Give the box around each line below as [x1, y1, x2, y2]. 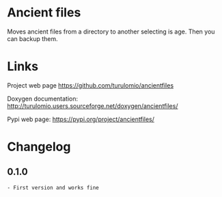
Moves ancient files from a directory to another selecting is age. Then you [7, 27, 215, 36]
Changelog [7, 139, 71, 155]
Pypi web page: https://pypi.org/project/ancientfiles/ [7, 115, 155, 123]
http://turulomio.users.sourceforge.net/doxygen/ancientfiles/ [7, 101, 178, 110]
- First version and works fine [7, 184, 99, 191]
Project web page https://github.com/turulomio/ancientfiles [7, 81, 174, 90]
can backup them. [7, 34, 58, 42]
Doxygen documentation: [7, 94, 79, 103]
